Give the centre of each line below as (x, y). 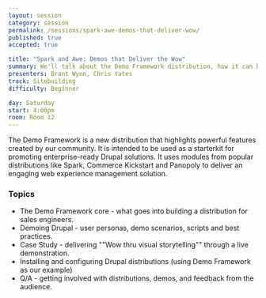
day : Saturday (32, 103)
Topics (22, 194)
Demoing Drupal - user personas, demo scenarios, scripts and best (129, 228)
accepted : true (33, 45)
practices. (36, 236)
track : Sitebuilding (42, 81)
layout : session (35, 15)
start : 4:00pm (32, 110)
